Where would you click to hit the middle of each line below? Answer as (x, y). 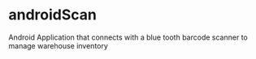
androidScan (53, 15)
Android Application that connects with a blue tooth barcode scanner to (128, 37)
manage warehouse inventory (58, 45)
